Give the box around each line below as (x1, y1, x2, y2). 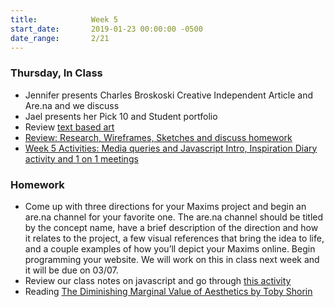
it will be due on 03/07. (24, 264, 119, 276)
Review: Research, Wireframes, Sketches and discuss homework (24, 131, 293, 143)
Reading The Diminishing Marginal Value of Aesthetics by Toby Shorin (24, 285, 313, 297)
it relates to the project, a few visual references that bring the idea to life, (24, 232, 325, 244)
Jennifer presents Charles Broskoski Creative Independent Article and (24, 89, 313, 101)
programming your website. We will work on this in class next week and (24, 253, 320, 265)
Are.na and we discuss (24, 99, 120, 111)
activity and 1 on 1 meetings (24, 152, 139, 165)
